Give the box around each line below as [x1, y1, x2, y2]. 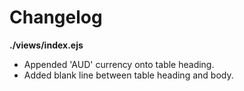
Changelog [9, 6, 103, 29]
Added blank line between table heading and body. [23, 69, 234, 81]
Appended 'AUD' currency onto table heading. [23, 58, 215, 70]
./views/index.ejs [9, 39, 84, 51]
